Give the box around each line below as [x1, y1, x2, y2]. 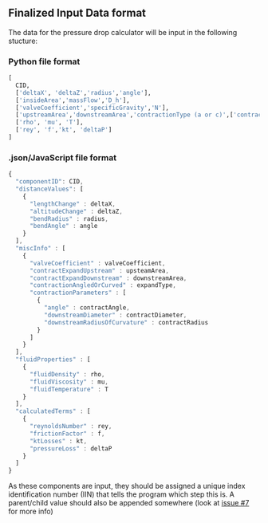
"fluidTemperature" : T [29, 385, 109, 393]
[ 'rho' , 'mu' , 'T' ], [15, 119, 84, 127]
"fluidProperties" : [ [15, 356, 91, 364]
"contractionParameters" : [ [29, 289, 127, 297]
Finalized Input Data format [8, 6, 146, 20]
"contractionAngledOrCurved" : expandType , [29, 281, 177, 289]
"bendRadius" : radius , [29, 214, 109, 222]
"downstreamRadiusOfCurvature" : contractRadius [43, 318, 209, 326]
